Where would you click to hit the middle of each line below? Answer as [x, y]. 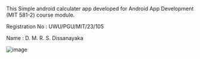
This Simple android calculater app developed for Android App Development [100, 9]
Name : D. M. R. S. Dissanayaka [45, 38]
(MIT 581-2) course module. [41, 15]
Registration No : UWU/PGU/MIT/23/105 [55, 27]
